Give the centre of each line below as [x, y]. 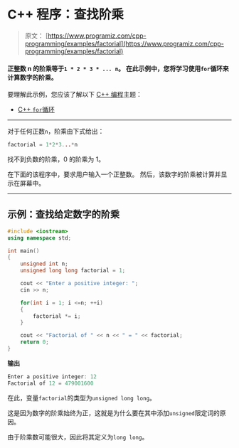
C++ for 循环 [36, 110]
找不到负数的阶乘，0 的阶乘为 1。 [56, 159]
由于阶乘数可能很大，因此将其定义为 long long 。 [78, 437]
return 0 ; [35, 342]
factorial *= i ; [57, 316]
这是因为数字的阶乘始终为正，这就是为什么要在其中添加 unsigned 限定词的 [114, 412]
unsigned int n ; [44, 264]
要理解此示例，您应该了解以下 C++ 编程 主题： [75, 95]
